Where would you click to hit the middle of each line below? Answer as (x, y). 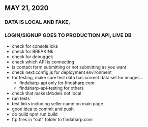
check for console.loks (35, 46)
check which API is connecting (43, 62)
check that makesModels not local (46, 93)
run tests (21, 98)
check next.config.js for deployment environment (61, 72)
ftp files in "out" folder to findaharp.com (52, 119)
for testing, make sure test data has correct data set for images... (77, 77)
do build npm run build (34, 114)
